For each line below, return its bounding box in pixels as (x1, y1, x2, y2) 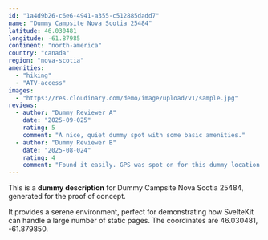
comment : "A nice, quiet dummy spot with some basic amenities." (22, 131, 246, 139)
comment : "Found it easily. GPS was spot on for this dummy (22, 161, 228, 169)
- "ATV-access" (15, 79, 67, 87)
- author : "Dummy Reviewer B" (15, 138, 116, 147)
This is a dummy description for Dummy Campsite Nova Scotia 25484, (8, 183, 244, 193)
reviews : (8, 101, 38, 109)
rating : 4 (22, 153, 56, 161)
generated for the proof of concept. (8, 192, 126, 201)
